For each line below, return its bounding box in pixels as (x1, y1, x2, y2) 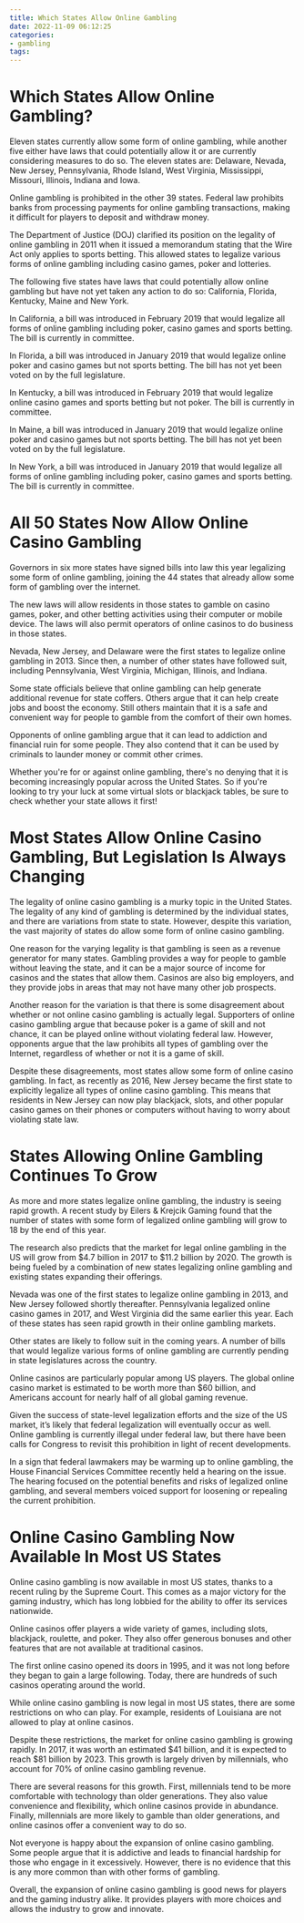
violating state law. (9, 1114, 79, 1125)
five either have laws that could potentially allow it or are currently (9, 146, 257, 157)
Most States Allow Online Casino (9, 828, 262, 848)
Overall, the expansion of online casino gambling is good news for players (9, 1884, 287, 1895)
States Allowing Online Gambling (9, 1146, 264, 1167)
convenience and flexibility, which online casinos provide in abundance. (9, 1800, 279, 1811)
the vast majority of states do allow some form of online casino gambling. (9, 925, 285, 936)
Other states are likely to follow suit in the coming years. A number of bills (9, 1335, 286, 1346)
